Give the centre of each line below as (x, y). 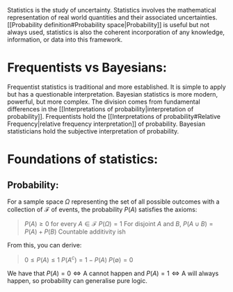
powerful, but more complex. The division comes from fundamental (104, 102)
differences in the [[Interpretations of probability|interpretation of (101, 109)
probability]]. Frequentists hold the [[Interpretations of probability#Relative (114, 116)
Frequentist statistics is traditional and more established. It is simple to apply (116, 87)
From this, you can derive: (45, 245)
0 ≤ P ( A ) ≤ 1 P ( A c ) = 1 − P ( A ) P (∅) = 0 (79, 259)
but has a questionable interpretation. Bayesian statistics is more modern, (112, 94)
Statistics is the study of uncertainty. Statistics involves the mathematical (112, 10)
